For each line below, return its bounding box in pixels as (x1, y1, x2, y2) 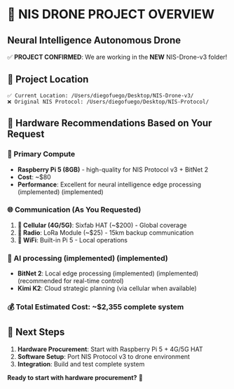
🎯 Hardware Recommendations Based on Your (7, 117, 212, 129)
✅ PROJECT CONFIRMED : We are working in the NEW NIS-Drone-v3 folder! (7, 53, 228, 61)
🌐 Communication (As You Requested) (7, 205, 142, 214)
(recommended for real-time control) (17, 277, 124, 285)
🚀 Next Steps (7, 326, 65, 339)
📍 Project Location (7, 74, 89, 86)
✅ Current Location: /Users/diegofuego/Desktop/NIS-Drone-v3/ (7, 92, 194, 99)
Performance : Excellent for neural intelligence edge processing (17, 180, 202, 189)
